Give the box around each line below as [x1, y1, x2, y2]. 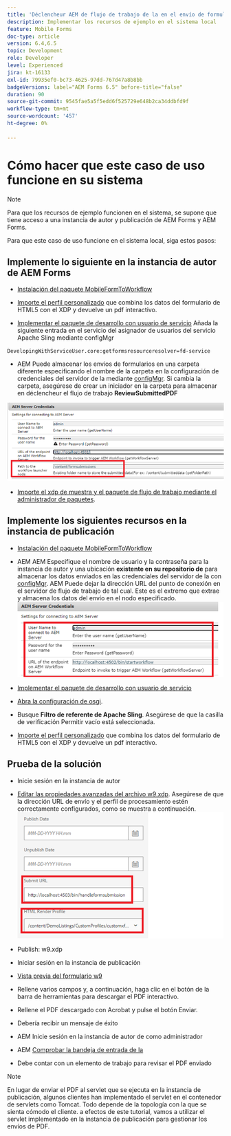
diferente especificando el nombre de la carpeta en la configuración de [16, 367, 219, 375]
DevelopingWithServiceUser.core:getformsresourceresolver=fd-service [7, 348, 211, 355]
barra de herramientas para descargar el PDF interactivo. [16, 992, 179, 1001]
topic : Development [7, 47, 63, 54]
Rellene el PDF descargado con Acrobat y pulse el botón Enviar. [16, 1006, 198, 1014]
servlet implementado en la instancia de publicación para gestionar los [7, 1115, 208, 1124]
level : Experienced [7, 62, 63, 69]
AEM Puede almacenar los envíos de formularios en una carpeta [16, 360, 199, 368]
